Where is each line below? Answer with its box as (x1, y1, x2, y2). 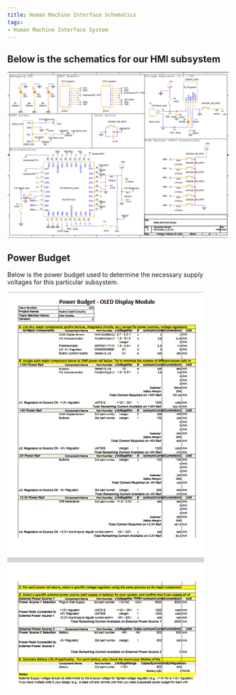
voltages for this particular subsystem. (7, 278, 119, 286)
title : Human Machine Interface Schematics (7, 11, 137, 18)
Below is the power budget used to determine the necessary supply (7, 271, 204, 279)
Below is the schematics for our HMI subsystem (7, 53, 221, 65)
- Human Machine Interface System (7, 26, 109, 33)
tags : (7, 18, 23, 26)
